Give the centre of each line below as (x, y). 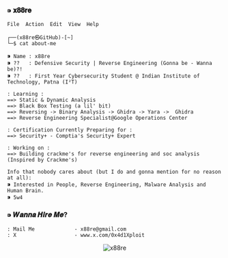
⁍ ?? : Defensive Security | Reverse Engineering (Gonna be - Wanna (110, 64)
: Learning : (26, 94)
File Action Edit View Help (53, 25)
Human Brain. (26, 191)
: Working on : (29, 148)
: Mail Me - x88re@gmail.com (67, 229)
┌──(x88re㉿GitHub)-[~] (40, 38)
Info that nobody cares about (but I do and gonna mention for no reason (114, 172)
